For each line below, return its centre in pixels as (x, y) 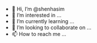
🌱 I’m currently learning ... (43, 21)
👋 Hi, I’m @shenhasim (38, 9)
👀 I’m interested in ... (36, 15)
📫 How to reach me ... (39, 34)
